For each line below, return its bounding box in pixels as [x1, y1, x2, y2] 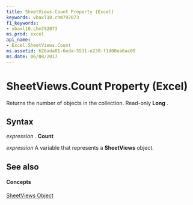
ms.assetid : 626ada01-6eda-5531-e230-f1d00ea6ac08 [6, 48, 136, 54]
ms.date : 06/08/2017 [6, 54, 58, 60]
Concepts [6, 179, 31, 186]
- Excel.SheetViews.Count [6, 43, 71, 49]
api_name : [6, 37, 31, 43]
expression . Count [6, 133, 54, 140]
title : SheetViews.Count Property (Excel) [6, 8, 114, 15]
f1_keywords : [6, 20, 39, 26]
